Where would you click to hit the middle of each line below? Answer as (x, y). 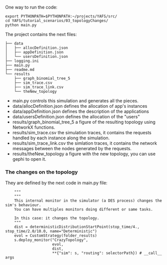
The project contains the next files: (41, 34)
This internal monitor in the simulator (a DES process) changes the (88, 201)
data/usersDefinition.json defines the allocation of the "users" (76, 117)
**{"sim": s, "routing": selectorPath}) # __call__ (107, 253)
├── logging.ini (22, 61)
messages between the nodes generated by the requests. (72, 148)
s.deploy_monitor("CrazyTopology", (51, 240)
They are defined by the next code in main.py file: (56, 183)
